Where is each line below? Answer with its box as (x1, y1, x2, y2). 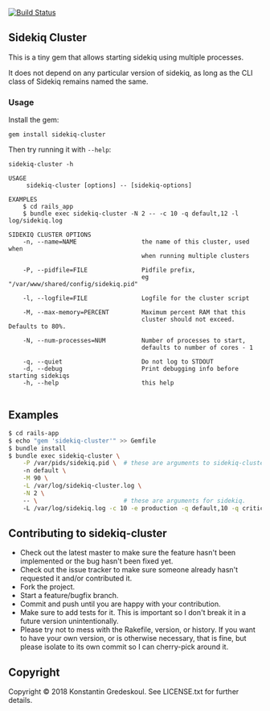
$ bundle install (8, 444, 67, 452)
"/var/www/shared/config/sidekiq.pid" (8, 281, 138, 289)
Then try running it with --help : (8, 145, 112, 155)
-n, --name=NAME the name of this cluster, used (22, 238, 250, 246)
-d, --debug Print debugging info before (22, 365, 239, 373)
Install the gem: (8, 115, 59, 125)
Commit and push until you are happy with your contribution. (19, 599, 221, 609)
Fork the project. (19, 582, 76, 592)
